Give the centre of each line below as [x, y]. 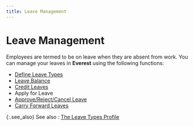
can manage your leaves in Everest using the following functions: [85, 63]
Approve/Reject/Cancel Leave [51, 99]
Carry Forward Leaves [42, 105]
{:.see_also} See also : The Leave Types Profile [63, 117]
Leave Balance [33, 80]
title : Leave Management [36, 11]
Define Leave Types [39, 74]
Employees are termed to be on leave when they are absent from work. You [97, 57]
